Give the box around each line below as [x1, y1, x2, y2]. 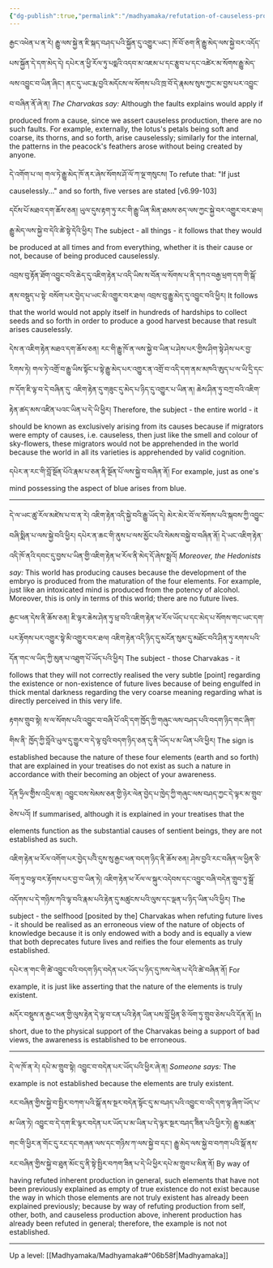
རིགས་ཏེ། [9, 364, 32, 373]
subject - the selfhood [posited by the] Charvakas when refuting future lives [9, 911, 263, 921]
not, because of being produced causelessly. [9, 251, 160, 261]
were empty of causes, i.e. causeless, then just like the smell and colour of [9, 429, 258, 439]
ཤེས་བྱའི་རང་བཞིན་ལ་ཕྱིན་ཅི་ [190, 853, 262, 863]
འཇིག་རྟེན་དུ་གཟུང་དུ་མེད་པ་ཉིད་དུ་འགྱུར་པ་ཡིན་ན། [72, 384, 195, 394]
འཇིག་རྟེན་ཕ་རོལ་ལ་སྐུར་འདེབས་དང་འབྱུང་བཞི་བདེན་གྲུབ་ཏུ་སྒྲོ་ [103, 873, 256, 883]
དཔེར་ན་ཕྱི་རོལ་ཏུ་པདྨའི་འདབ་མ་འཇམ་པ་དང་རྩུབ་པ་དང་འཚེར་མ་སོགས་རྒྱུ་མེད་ [65, 58, 256, 67]
